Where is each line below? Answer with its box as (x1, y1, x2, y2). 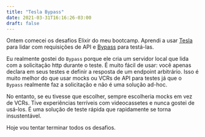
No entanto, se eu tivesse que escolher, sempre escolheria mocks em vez (6, 93, 193, 100)
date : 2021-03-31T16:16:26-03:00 (6, 15, 92, 21)
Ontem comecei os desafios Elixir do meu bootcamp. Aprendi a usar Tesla (6, 37, 193, 44)
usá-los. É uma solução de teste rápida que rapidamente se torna (6, 106, 171, 113)
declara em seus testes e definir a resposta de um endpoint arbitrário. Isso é (6, 68, 199, 76)
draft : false (6, 20, 40, 26)
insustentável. (6, 112, 42, 119)
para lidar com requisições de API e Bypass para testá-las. (6, 43, 154, 51)
